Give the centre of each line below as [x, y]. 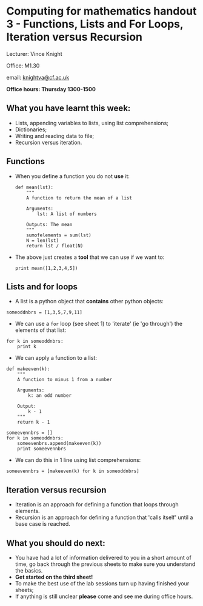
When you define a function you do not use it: [72, 176]
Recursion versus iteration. [48, 142]
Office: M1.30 [23, 66]
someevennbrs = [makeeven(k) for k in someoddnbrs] [73, 471]
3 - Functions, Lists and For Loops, [95, 24]
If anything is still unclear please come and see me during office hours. [104, 596]
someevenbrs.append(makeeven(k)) [59, 444]
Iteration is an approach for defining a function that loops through [97, 504]
